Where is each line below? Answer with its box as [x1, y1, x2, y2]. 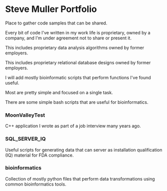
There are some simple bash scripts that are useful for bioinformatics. [5, 99, 149, 105]
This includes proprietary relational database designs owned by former [5, 59, 151, 65]
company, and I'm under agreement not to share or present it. [5, 35, 132, 41]
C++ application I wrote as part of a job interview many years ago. [5, 123, 141, 129]
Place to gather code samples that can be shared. [5, 20, 108, 26]
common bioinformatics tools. [5, 181, 66, 187]
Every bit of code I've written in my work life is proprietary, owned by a [5, 29, 151, 35]
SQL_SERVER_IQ [5, 136, 46, 143]
